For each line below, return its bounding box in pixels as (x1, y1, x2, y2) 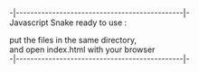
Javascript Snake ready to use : (9, 17, 128, 28)
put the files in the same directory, (9, 35, 137, 45)
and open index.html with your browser (9, 44, 156, 55)
